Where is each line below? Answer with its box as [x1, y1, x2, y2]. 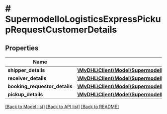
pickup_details [7, 91, 43, 98]
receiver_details [7, 75, 47, 82]
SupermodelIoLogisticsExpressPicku [5, 13, 161, 25]
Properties [5, 44, 39, 52]
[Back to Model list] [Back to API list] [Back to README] [5, 104, 119, 110]
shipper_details [7, 67, 45, 73]
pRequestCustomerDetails [5, 24, 117, 35]
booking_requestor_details [7, 83, 73, 90]
